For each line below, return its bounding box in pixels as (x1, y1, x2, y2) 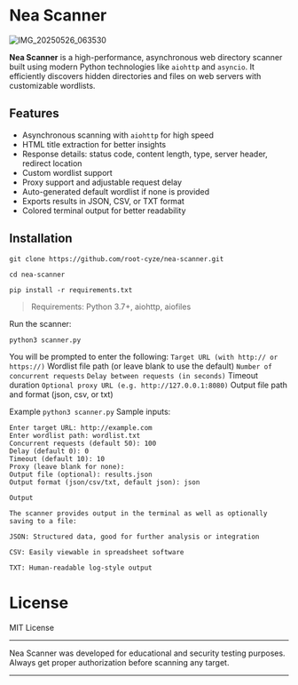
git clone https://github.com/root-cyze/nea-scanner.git (9, 254, 224, 263)
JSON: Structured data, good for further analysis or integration (9, 532, 260, 541)
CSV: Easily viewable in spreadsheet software (9, 547, 184, 556)
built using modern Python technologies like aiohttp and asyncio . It (9, 61, 255, 72)
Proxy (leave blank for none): (9, 462, 125, 471)
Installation (9, 231, 73, 246)
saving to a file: (9, 516, 77, 525)
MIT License (9, 622, 55, 633)
